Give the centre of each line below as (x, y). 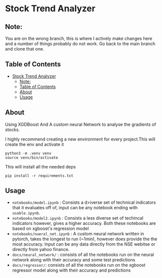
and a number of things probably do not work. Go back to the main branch (80, 44)
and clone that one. (25, 49)
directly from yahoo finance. (41, 250)
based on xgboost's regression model (51, 228)
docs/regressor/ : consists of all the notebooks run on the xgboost (79, 265)
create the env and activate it (35, 144)
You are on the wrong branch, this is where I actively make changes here (79, 38)
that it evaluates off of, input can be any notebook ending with (75, 208)
